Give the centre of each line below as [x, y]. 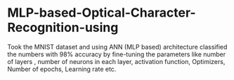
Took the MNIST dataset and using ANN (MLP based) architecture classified [117, 47]
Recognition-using [63, 27]
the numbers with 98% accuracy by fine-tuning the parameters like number [117, 54]
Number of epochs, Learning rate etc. [62, 69]
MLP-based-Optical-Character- [102, 13]
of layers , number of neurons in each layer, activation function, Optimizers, [116, 61]
